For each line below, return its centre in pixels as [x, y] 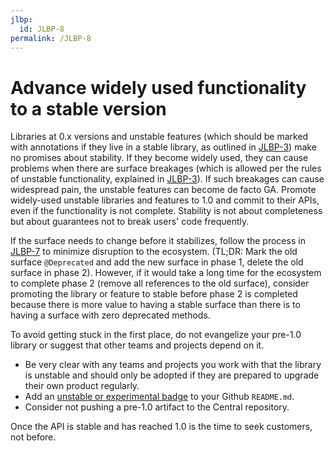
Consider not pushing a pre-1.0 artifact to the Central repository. [157, 407]
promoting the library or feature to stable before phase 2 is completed [154, 294]
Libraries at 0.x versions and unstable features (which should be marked [159, 137]
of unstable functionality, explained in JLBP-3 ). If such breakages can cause [167, 179]
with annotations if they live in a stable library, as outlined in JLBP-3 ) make [163, 147]
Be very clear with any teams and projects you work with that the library [173, 365]
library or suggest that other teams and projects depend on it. [137, 345]
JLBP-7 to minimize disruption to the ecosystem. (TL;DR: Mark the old [154, 252]
